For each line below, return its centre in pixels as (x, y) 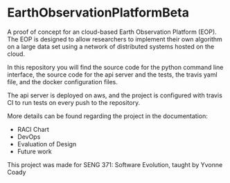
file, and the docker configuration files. (62, 81)
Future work (34, 151)
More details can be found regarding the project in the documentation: (107, 116)
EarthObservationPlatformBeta (98, 13)
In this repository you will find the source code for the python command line (115, 67)
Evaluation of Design (47, 144)
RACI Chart (33, 129)
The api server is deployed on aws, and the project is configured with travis (115, 95)
